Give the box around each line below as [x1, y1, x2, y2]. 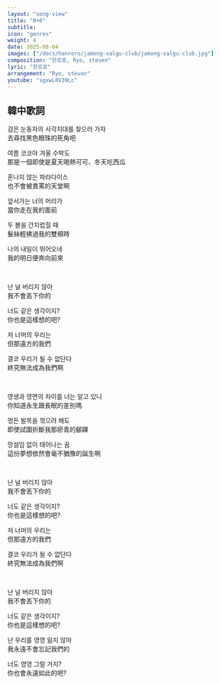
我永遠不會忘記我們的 [7, 645, 70, 653]
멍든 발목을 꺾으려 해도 [7, 417, 70, 425]
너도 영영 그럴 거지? [7, 660, 62, 668]
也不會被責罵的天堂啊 [7, 182, 70, 191]
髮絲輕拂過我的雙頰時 [7, 230, 70, 238]
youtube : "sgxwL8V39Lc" [7, 76, 78, 84]
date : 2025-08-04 [7, 43, 59, 50]
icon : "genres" [7, 30, 53, 38]
